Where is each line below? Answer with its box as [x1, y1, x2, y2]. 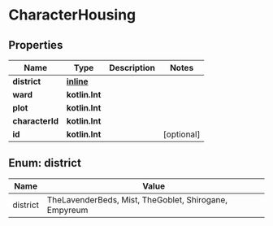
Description [109, 63, 156, 73]
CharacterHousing [8, 6, 136, 24]
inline [66, 76, 89, 87]
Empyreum [46, 204, 89, 215]
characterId [12, 115, 59, 127]
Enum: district [8, 156, 81, 170]
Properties [8, 38, 63, 52]
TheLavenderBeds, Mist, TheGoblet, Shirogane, [46, 193, 228, 205]
